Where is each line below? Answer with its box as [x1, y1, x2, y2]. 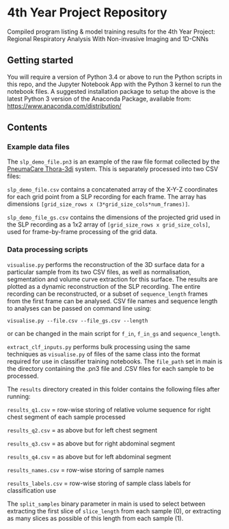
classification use [7, 486, 57, 494]
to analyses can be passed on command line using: [7, 304, 152, 312]
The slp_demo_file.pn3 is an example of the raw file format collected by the [7, 157, 220, 166]
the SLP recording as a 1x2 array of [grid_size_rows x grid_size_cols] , [7, 220, 211, 229]
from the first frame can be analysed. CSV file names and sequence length [7, 296, 218, 305]
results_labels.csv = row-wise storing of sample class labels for [7, 479, 191, 487]
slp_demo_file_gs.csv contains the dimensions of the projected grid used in [7, 214, 221, 222]
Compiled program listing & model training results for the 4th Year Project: [7, 27, 215, 36]
